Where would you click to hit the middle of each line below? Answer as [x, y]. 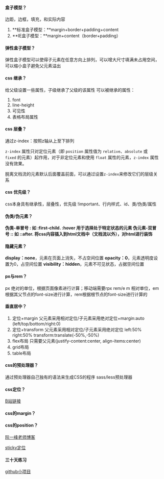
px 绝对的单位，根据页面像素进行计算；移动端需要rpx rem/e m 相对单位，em [82, 288]
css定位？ [15, 389]
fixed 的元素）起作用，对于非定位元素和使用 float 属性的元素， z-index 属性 [82, 157]
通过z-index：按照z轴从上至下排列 [40, 141]
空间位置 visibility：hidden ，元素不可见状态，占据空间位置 [84, 264]
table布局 [22, 353]
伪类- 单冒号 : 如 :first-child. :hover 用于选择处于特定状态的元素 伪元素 [75, 228]
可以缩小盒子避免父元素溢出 [33, 66]
